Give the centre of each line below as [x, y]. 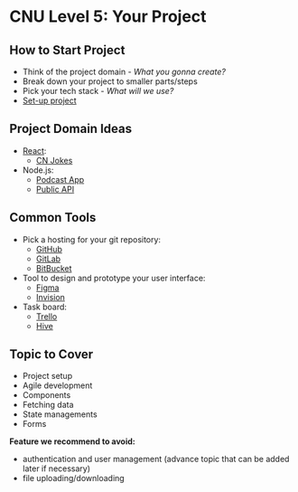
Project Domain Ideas [71, 129]
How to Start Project [67, 50]
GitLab [48, 259]
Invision [51, 297]
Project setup [47, 376]
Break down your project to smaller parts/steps [110, 81]
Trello [47, 316]
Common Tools [53, 218]
